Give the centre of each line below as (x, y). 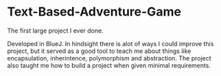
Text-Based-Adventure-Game (94, 12)
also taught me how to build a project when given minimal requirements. (109, 65)
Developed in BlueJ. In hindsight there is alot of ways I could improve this (110, 43)
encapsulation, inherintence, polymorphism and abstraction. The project (109, 58)
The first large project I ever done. (56, 31)
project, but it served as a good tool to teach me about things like (99, 51)
